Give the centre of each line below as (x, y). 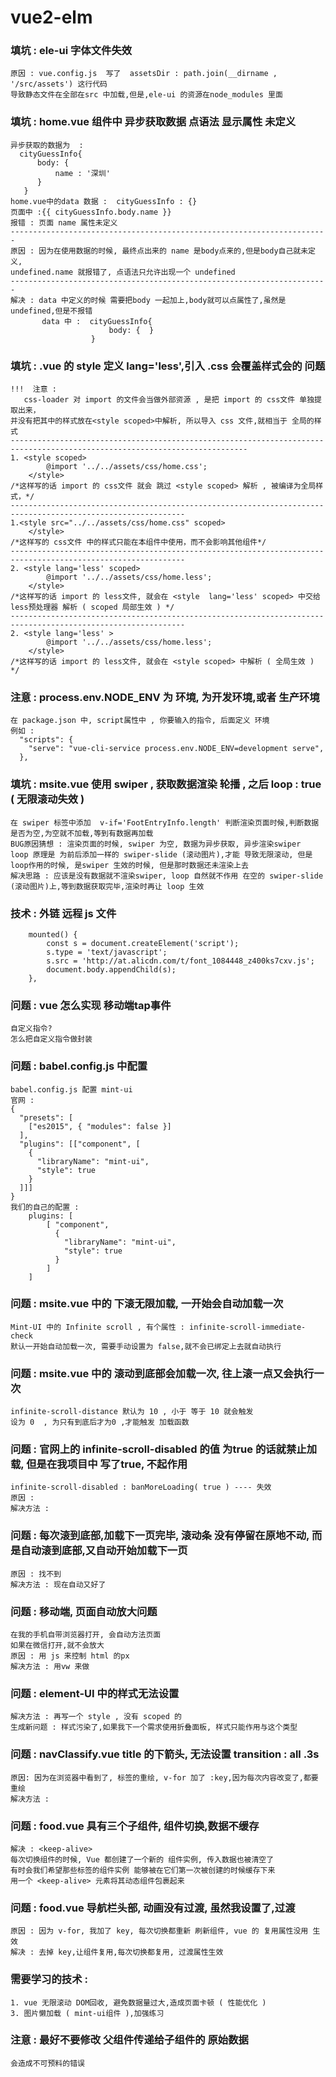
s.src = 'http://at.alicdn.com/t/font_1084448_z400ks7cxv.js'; (180, 961)
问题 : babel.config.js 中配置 (79, 1066)
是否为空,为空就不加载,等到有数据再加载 (82, 833)
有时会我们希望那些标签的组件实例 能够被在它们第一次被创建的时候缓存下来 (143, 1870)
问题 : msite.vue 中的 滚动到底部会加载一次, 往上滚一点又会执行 (162, 1373)
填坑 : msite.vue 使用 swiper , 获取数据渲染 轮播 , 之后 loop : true (166, 784)
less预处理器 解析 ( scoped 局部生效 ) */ (92, 607)
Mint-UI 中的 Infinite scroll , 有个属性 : (97, 1327)
